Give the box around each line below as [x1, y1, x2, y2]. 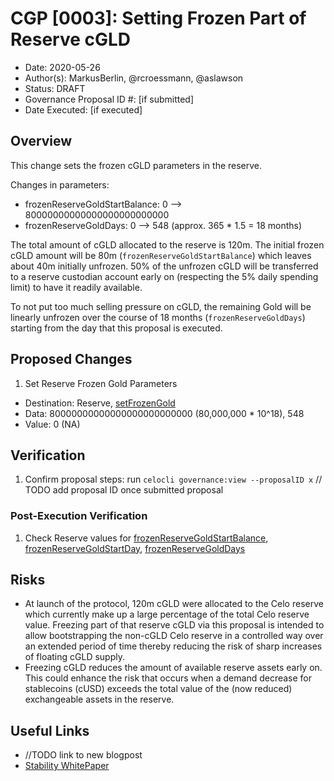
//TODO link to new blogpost [24, 749, 143, 761]
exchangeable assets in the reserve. [24, 693, 175, 706]
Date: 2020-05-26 [24, 61, 101, 73]
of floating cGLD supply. [24, 651, 125, 663]
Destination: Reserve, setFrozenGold [24, 397, 176, 409]
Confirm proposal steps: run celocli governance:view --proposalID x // [24, 473, 323, 486]
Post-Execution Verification [10, 509, 148, 523]
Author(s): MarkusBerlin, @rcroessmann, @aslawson [24, 72, 244, 84]
